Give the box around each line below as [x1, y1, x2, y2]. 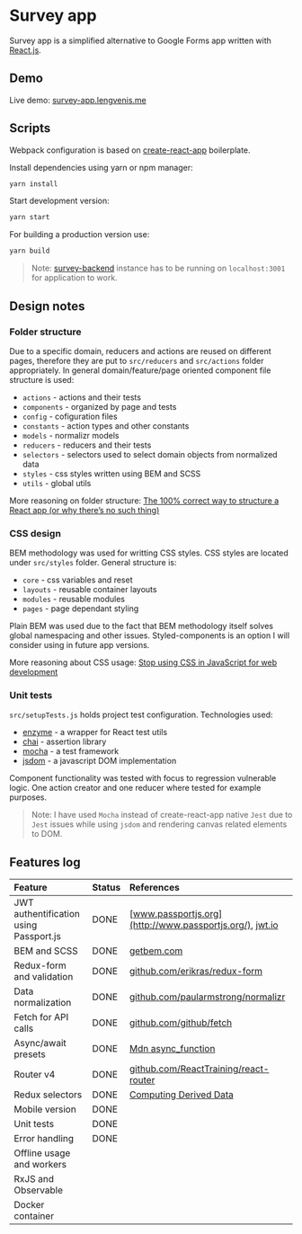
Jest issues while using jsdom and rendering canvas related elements [31, 819, 288, 830]
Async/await [13, 1037, 67, 1050]
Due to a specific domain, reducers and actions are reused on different [9, 345, 271, 356]
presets [13, 1048, 47, 1061]
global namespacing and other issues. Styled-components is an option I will [9, 630, 290, 641]
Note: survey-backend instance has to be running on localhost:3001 [31, 262, 286, 274]
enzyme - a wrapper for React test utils [22, 727, 168, 738]
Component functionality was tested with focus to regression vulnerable [9, 773, 277, 784]
